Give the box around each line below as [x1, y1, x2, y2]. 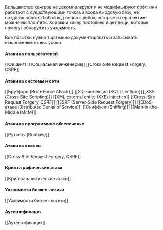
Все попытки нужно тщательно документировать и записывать [5, 34, 138, 40]
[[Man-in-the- [131, 105, 159, 110]
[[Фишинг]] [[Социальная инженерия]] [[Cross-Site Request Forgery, [5, 62, 146, 67]
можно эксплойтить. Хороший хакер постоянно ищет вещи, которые [5, 20, 149, 25]
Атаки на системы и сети [5, 78, 60, 84]
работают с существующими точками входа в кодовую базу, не [5, 9, 139, 15]
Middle [5, 109, 19, 115]
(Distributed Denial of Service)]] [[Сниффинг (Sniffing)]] [18, 105, 130, 110]
